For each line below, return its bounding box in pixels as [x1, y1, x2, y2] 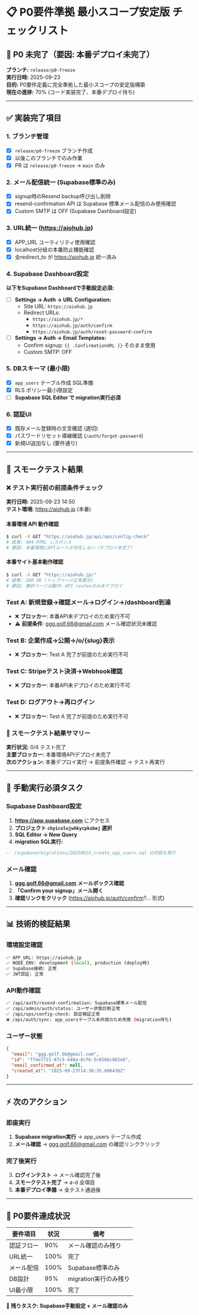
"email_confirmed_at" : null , [11, 1062, 84, 1068]
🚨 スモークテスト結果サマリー [6, 729, 91, 737]
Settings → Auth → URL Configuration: [14, 296, 111, 303]
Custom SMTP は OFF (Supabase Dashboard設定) [14, 208, 137, 215]
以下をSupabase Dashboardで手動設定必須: [6, 284, 114, 291]
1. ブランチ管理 [6, 132, 49, 141]
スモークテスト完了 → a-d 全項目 [14, 1179, 95, 1186]
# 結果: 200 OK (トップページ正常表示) [6, 577, 94, 583]
